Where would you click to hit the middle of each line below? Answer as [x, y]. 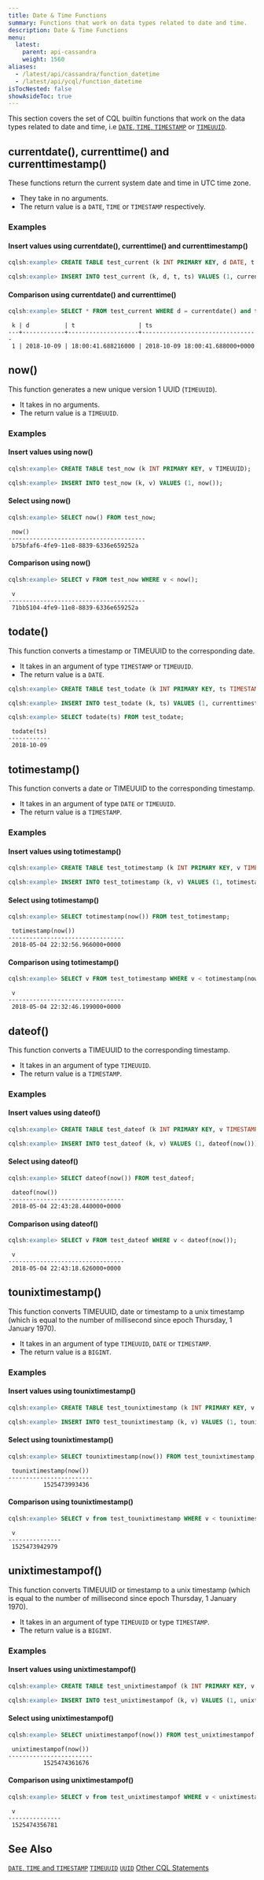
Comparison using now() [49, 563]
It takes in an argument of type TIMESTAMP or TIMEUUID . [106, 666]
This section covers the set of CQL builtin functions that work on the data [127, 118]
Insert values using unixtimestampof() [72, 1670]
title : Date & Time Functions [58, 15]
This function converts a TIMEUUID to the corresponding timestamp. [119, 1050]
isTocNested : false [40, 89]
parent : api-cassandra [59, 52]
